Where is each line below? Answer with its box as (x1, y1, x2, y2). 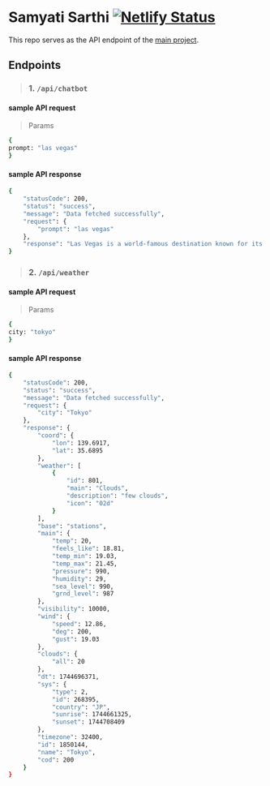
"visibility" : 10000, (37, 605, 111, 613)
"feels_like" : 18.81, (51, 544, 126, 553)
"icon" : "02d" (66, 499, 114, 507)
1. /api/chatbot (28, 83, 88, 94)
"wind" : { (37, 612, 71, 621)
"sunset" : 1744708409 (51, 718, 126, 726)
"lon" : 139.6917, (51, 439, 111, 447)
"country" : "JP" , (51, 702, 111, 711)
